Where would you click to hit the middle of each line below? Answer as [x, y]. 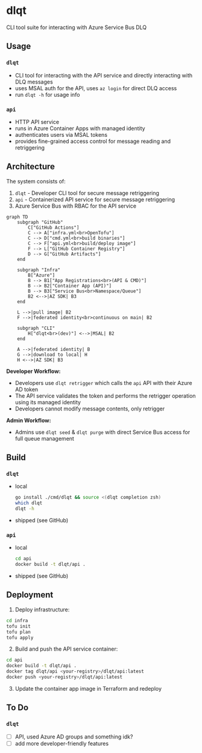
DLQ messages [34, 82]
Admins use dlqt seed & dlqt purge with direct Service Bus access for [103, 432]
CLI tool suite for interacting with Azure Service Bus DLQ [77, 27]
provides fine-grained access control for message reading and [93, 141]
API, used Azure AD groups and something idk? [74, 737]
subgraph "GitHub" [40, 222]
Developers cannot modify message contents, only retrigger [90, 409]
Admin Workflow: [29, 420]
